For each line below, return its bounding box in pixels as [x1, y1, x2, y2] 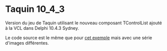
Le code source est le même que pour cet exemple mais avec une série [5, 35, 152, 41]
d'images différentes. [5, 40, 49, 46]
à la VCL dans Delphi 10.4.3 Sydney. [5, 25, 79, 31]
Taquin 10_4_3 [5, 3, 65, 15]
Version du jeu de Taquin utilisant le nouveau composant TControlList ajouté [5, 20, 162, 26]
